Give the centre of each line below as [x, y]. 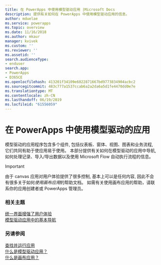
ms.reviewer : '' [21, 50]
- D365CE [14, 77]
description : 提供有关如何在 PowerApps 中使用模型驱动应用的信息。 [67, 14]
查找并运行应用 [20, 245]
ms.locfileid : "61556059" [31, 105]
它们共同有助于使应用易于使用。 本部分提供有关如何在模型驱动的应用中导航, [80, 150]
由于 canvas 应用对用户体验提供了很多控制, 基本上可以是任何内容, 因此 [75, 176]
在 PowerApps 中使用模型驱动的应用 [78, 130]
